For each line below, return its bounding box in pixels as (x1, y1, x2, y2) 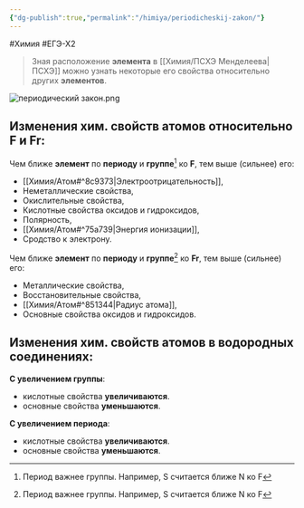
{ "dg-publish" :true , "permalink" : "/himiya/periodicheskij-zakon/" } (9, 13, 265, 23)
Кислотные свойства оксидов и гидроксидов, (22, 205, 200, 216)
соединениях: (9, 350, 93, 365)
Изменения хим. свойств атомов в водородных (9, 335, 294, 350)
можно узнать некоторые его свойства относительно (62, 65, 270, 76)
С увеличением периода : (9, 417, 110, 428)
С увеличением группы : (9, 373, 106, 384)
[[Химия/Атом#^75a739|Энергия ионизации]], (22, 224, 200, 235)
